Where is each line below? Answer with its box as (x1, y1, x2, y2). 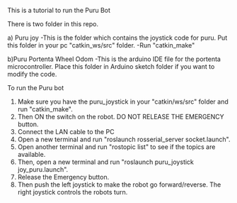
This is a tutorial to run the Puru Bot (7, 6, 111, 14)
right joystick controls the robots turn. (17, 188, 128, 196)
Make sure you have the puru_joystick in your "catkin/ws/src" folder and (17, 97, 229, 106)
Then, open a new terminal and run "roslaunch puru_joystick (17, 158, 195, 166)
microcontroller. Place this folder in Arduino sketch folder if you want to (7, 62, 215, 70)
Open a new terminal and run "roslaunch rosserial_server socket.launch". (17, 135, 231, 143)
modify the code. (7, 70, 57, 78)
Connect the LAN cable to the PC (17, 128, 115, 136)
